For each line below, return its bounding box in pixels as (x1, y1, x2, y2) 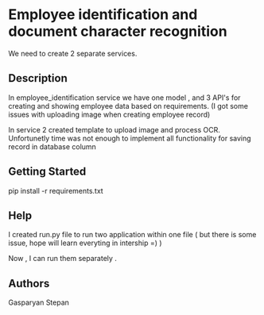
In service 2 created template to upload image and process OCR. (8, 125, 221, 134)
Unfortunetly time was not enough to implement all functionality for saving (8, 133, 252, 143)
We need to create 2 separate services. (8, 48, 138, 58)
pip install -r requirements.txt (8, 186, 103, 195)
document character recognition (8, 22, 228, 40)
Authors (8, 276, 50, 290)
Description (8, 71, 68, 85)
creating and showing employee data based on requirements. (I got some (8, 101, 249, 110)
